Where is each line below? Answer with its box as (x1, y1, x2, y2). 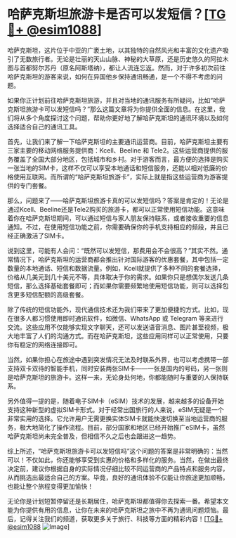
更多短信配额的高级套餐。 (13, 290, 88, 299)
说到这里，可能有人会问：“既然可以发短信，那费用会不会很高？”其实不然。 (7, 246, 223, 255)
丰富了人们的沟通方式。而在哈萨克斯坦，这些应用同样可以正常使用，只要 (19, 331, 229, 340)
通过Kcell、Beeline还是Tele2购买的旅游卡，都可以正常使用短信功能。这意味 (7, 205, 225, 213)
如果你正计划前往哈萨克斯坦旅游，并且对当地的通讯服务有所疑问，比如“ (7, 96, 214, 104)
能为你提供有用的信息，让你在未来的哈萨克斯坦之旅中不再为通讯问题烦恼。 (7, 506, 223, 514)
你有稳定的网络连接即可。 (7, 340, 81, 349)
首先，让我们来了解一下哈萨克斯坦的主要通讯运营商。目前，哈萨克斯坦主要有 (7, 137, 229, 146)
